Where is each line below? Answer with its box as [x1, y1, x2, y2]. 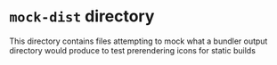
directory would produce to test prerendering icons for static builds [9, 45, 257, 55]
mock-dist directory [9, 6, 155, 27]
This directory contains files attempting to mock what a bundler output [9, 36, 268, 46]
